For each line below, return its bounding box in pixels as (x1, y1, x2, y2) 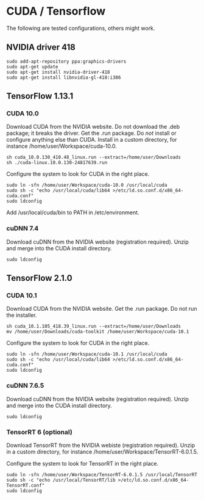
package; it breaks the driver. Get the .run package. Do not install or (6, 129, 177, 137)
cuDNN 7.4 (6, 224, 39, 233)
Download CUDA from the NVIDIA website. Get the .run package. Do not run (6, 305, 197, 313)
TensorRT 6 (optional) (6, 427, 73, 436)
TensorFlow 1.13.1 (6, 91, 74, 101)
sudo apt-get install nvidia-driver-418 (6, 69, 111, 75)
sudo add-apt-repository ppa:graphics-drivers (6, 58, 127, 65)
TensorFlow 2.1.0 (6, 273, 72, 283)
